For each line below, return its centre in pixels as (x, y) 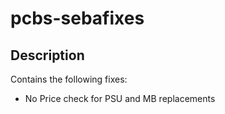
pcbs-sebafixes (77, 18)
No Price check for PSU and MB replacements (120, 98)
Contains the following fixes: (69, 79)
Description (47, 55)
